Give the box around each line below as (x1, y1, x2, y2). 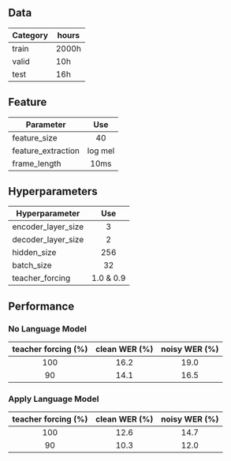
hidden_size (12, 247, 57, 258)
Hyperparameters (8, 185, 99, 198)
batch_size (12, 260, 53, 271)
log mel (87, 145, 115, 156)
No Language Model (8, 323, 88, 334)
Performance (8, 299, 75, 313)
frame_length (12, 158, 61, 169)
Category (12, 29, 49, 40)
